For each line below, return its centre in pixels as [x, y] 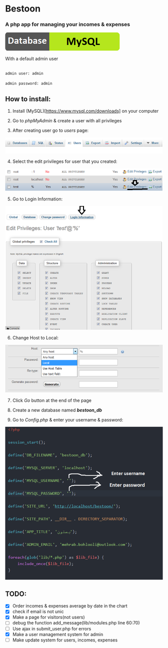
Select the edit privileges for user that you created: [65, 161]
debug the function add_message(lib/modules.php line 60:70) [76, 623]
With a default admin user [32, 59]
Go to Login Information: [37, 199]
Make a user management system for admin [58, 634]
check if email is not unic [38, 611]
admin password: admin [29, 84]
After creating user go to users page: [50, 130]
